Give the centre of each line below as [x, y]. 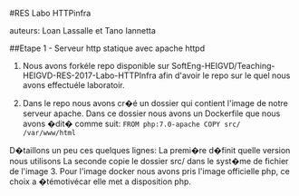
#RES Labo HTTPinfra [50, 13]
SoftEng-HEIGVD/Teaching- [223, 66]
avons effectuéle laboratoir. [73, 85]
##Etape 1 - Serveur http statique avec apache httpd [107, 48]
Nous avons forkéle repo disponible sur [96, 66]
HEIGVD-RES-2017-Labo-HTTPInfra [89, 75]
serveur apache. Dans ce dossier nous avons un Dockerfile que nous [151, 113]
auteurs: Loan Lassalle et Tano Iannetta [83, 30]
